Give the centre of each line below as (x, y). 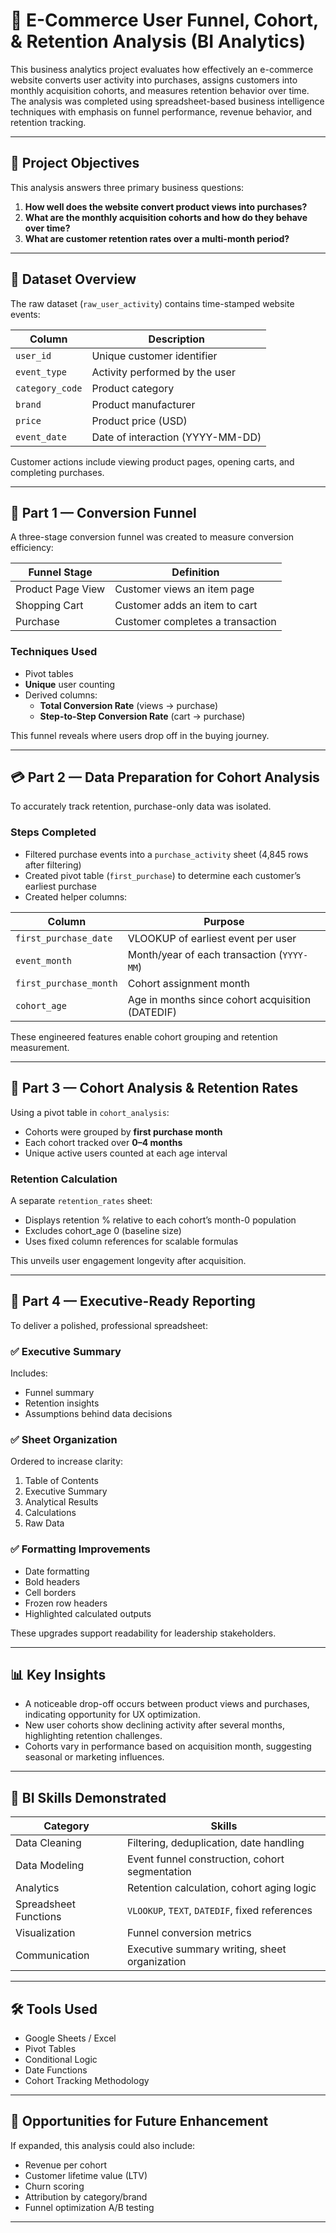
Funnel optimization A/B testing (89, 2207)
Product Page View (60, 589)
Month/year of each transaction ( (205, 954)
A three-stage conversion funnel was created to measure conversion (152, 537)
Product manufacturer (143, 404)
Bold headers (52, 1581)
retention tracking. (48, 122)
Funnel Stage (60, 572)
